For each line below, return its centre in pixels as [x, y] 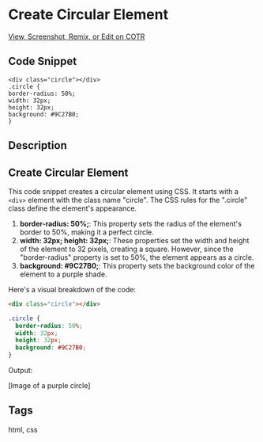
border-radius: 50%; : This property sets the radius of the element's [131, 223]
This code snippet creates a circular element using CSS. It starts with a [124, 191]
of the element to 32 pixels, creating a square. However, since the [127, 249]
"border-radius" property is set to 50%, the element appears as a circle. [137, 257]
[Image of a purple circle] [49, 386]
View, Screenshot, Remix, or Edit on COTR [77, 36]
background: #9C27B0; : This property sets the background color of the [137, 265]
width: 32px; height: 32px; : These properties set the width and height [134, 240]
